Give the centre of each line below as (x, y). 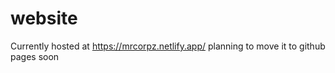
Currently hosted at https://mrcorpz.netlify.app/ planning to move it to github (168, 46)
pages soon (35, 56)
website (44, 18)
